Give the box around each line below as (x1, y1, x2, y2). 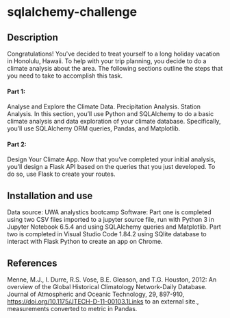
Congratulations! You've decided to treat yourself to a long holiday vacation (7, 49, 220, 58)
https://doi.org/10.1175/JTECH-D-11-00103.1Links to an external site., (7, 297, 199, 306)
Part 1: (7, 87, 26, 95)
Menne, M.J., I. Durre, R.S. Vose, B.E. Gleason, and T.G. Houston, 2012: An (7, 275, 217, 284)
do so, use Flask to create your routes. (7, 170, 116, 179)
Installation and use (7, 190, 93, 201)
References (7, 257, 57, 269)
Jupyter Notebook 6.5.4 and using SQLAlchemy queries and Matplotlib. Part (7, 223, 221, 231)
